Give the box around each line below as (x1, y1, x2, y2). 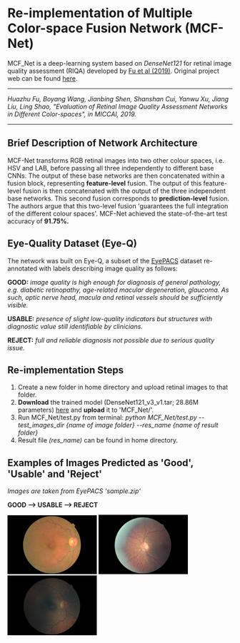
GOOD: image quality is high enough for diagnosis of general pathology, (7, 278, 221, 286)
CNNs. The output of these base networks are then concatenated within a (7, 171, 225, 180)
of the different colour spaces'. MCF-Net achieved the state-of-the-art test (7, 209, 228, 218)
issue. (7, 343, 25, 352)
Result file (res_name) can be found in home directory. (17, 436, 179, 445)
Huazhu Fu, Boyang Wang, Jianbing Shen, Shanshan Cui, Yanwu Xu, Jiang (7, 94, 229, 103)
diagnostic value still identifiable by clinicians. (7, 322, 143, 330)
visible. (7, 300, 29, 309)
